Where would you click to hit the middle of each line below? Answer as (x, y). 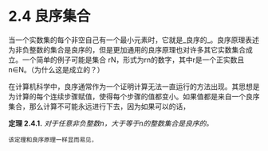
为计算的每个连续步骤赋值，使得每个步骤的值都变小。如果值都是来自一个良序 (134, 96)
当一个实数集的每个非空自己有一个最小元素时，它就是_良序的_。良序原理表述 (134, 40)
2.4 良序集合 (49, 16)
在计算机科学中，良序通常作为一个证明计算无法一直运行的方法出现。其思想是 (134, 86)
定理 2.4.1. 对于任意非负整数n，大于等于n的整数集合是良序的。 (111, 123)
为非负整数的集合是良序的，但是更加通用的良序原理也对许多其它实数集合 (127, 49)
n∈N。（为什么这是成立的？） (57, 69)
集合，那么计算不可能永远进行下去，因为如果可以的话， (99, 106)
